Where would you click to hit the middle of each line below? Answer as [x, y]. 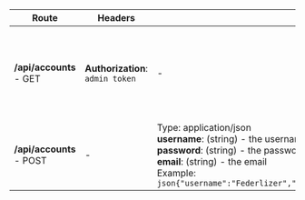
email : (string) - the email [212, 161]
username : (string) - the [210, 139]
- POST [30, 160]
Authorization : [116, 69]
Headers [117, 18]
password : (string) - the [209, 150]
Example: [177, 173]
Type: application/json [204, 128]
